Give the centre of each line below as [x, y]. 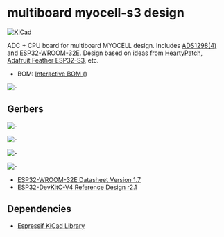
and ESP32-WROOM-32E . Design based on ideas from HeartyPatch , [105, 53]
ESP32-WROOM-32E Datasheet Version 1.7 [79, 179]
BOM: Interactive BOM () [52, 74]
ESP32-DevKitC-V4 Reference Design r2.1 [77, 187]
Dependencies [39, 209]
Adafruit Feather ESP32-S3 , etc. [53, 60]
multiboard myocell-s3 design [96, 13]
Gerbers [25, 109]
